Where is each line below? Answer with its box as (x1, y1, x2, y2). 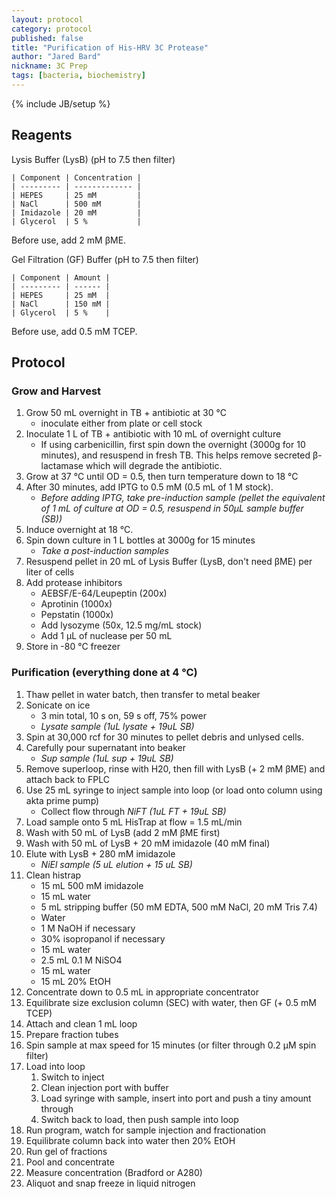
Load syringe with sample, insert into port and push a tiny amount (40, 1092, 312, 1104)
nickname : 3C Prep (11, 61, 88, 71)
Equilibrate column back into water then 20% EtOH (25, 1134, 236, 1146)
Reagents (11, 127, 73, 144)
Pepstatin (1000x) (40, 609, 114, 621)
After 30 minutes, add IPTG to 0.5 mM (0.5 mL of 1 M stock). (25, 481, 274, 493)
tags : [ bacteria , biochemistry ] (11, 71, 146, 81)
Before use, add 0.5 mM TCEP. (11, 325, 138, 337)
